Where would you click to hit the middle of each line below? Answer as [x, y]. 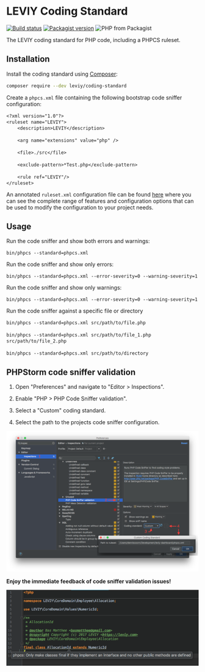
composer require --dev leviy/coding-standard [67, 86]
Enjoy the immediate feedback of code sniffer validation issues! [89, 582]
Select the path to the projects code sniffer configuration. [87, 422]
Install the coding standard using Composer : [62, 74]
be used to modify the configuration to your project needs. [80, 207]
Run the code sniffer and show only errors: [60, 264]
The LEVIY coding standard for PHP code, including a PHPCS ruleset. [94, 40]
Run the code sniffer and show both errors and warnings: [78, 241]
